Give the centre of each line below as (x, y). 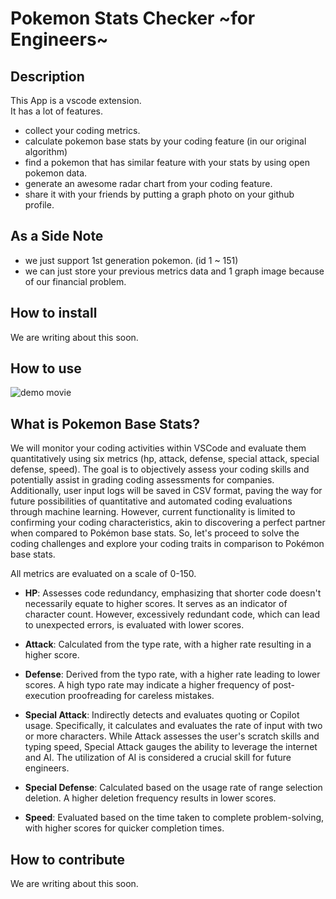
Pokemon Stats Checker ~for (133, 18)
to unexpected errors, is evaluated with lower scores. (134, 625)
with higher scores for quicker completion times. (124, 828)
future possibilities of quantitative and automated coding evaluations (151, 501)
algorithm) (46, 151)
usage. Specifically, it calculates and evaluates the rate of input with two (173, 726)
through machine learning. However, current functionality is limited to (153, 512)
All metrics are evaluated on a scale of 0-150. (103, 574)
